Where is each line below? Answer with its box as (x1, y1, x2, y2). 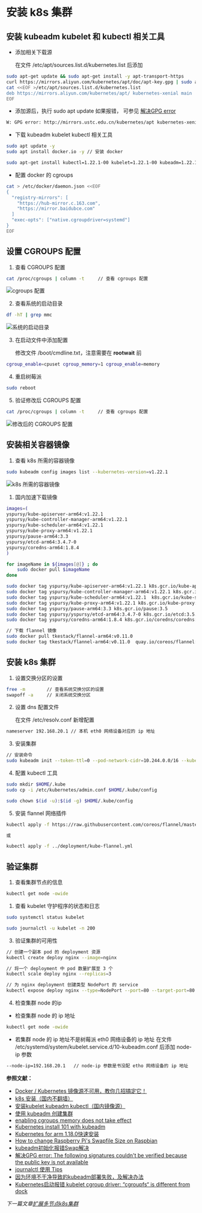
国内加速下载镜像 (14, 493, 58, 500)
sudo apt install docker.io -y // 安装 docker (6, 149, 123, 155)
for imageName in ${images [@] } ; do (6, 561, 98, 567)
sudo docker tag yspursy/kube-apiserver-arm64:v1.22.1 (6, 583, 147, 590)
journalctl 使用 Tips (14, 1165, 63, 1173)
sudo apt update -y (6, 143, 55, 150)
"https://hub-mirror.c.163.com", (17, 200, 101, 206)
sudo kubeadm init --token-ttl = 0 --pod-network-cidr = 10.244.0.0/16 (6, 758, 179, 764)
